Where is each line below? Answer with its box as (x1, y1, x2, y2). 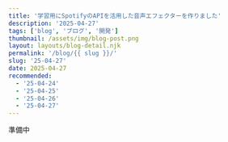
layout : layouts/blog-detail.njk (8, 42, 121, 50)
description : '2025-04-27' (8, 19, 99, 27)
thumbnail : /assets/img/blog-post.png (8, 34, 139, 43)
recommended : (8, 72, 53, 80)
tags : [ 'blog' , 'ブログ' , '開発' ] (8, 27, 119, 35)
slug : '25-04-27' (8, 57, 67, 65)
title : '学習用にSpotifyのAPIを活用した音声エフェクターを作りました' (8, 11, 222, 20)
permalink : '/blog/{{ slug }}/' (8, 49, 117, 57)
